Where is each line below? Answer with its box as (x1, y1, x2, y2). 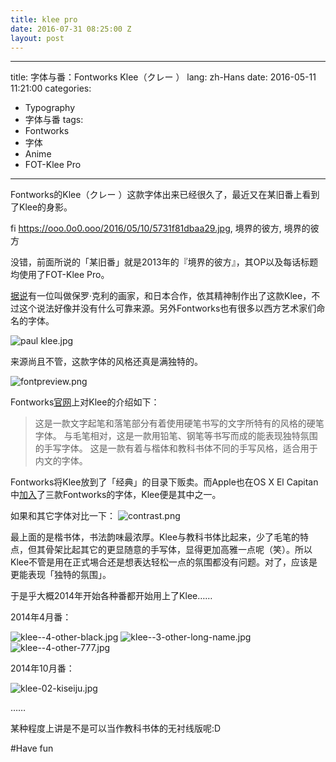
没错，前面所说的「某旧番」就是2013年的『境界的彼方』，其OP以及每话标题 (10, 256, 319, 268)
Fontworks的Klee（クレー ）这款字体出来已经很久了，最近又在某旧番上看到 (10, 189, 320, 201)
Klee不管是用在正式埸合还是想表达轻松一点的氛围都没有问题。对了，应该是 (10, 556, 318, 568)
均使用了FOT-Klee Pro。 (10, 269, 110, 281)
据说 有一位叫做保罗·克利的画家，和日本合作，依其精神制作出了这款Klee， (10, 290, 312, 302)
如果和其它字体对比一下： (10, 510, 116, 522)
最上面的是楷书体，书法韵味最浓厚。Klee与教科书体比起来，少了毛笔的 (10, 531, 301, 543)
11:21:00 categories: (10, 82, 92, 95)
